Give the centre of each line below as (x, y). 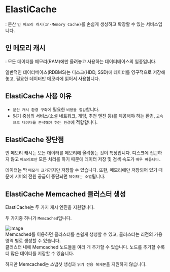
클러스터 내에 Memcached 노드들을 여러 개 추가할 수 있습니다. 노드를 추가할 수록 (85, 247)
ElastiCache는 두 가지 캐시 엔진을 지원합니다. (50, 207)
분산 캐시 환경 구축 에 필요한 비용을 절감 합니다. (56, 109)
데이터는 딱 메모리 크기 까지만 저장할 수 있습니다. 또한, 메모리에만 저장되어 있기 (81, 170)
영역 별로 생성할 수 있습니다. (33, 241)
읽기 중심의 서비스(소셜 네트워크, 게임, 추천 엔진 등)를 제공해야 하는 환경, (84, 116)
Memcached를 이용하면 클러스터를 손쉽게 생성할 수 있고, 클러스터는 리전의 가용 (84, 234)
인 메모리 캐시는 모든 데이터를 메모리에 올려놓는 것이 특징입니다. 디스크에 (77, 153)
